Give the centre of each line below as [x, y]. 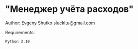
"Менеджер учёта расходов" [69, 9]
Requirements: [20, 32]
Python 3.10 [17, 41]
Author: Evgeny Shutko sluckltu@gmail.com [50, 23]
